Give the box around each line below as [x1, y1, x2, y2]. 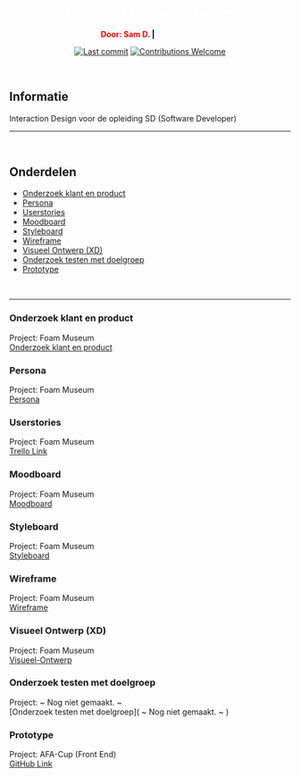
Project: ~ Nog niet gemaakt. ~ [9, 697, 122, 707]
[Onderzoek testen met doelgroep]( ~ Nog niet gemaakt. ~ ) [9, 706, 229, 717]
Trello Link [9, 446, 47, 456]
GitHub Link [9, 758, 53, 769]
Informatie [9, 89, 69, 104]
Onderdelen [9, 164, 78, 180]
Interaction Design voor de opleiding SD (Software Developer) [9, 113, 237, 123]
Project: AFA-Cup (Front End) [9, 749, 117, 760]
